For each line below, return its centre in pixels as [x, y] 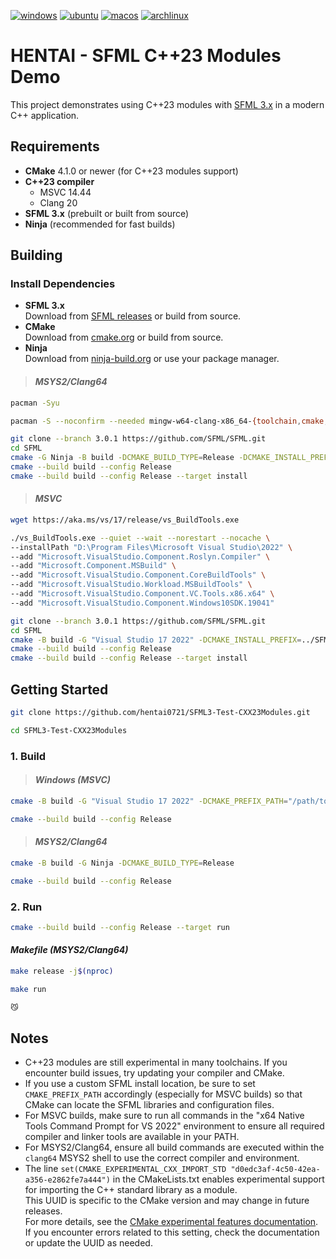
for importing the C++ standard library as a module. [131, 1190]
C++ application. [45, 115]
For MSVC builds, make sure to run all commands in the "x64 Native [164, 1116]
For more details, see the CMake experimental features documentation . [171, 1222]
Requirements [55, 146]
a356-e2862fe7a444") [67, 1180]
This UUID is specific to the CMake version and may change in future [167, 1201]
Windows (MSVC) [73, 780]
